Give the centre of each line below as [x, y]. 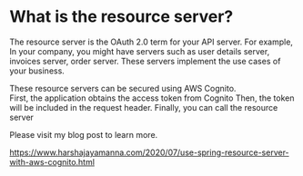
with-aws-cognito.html [52, 161]
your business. [37, 71]
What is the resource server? [121, 17]
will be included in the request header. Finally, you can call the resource [144, 107]
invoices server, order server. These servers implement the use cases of [145, 61]
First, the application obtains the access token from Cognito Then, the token [152, 98]
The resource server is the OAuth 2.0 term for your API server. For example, [151, 42]
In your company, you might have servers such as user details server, [140, 51]
